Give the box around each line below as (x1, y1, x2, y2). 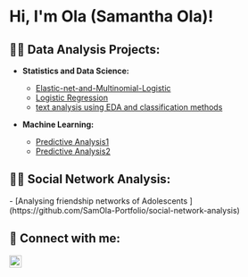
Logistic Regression (35, 92, 109, 103)
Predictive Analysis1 (35, 137, 110, 147)
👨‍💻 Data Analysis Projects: (9, 42, 161, 57)
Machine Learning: (21, 119, 95, 130)
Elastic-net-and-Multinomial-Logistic (35, 83, 171, 93)
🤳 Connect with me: (9, 231, 120, 247)
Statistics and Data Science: (21, 65, 129, 76)
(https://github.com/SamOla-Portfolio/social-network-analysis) (9, 205, 241, 215)
